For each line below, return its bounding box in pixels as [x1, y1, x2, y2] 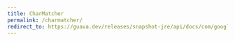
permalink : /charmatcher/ [7, 17, 83, 24]
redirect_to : [7, 23, 45, 30]
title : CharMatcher [7, 10, 64, 17]
